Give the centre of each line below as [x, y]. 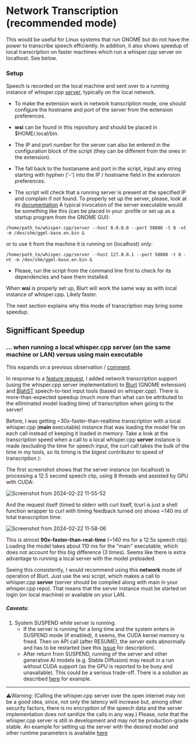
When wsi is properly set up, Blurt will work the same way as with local [91, 288]
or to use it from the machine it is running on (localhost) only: [79, 244]
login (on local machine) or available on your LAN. [66, 595]
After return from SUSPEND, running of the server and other [95, 654]
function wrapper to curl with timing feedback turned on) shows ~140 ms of [97, 511]
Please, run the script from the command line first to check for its [93, 271]
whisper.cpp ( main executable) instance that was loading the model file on [96, 427]
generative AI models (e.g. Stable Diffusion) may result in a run [99, 660]
